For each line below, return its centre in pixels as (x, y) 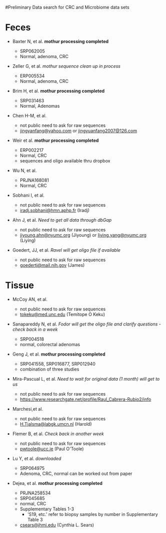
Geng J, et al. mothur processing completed (59, 354)
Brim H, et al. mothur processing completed (58, 91)
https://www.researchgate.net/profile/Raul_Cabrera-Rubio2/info (85, 399)
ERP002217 (32, 150)
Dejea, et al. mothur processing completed (57, 483)
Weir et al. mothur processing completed (55, 140)
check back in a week (35, 329)
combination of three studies (49, 369)
